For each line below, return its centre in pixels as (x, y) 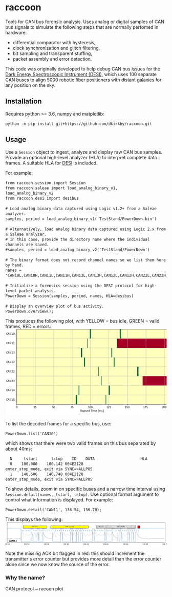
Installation (24, 101)
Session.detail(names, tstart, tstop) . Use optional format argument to (82, 494)
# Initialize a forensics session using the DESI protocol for (74, 286)
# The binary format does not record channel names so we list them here (86, 260)
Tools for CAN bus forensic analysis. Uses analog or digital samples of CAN (85, 22)
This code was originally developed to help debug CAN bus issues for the (83, 69)
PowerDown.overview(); (29, 311)
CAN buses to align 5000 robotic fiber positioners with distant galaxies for (83, 80)
